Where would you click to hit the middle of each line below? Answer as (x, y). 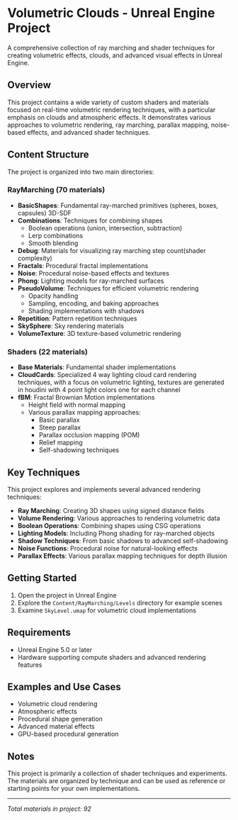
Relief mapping (61, 443)
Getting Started (42, 578)
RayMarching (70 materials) (56, 190)
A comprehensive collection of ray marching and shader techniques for (111, 47)
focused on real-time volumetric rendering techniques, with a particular (112, 109)
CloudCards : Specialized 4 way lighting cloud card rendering (107, 375)
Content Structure (48, 155)
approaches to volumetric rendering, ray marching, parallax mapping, (109, 125)
